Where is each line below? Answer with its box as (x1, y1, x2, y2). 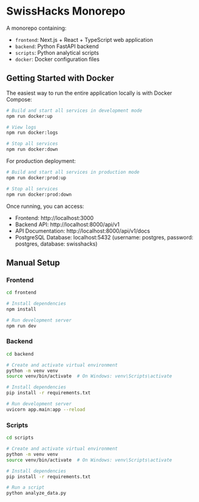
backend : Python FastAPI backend (15, 43, 99, 50)
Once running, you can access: (6, 202, 84, 210)
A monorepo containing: (6, 24, 67, 32)
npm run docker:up (6, 113, 53, 119)
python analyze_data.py (6, 490, 67, 497)
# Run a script (6, 484, 45, 490)
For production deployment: (6, 157, 76, 165)
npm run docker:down (6, 146, 59, 153)
